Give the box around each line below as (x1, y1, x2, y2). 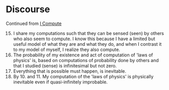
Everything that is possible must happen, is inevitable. (13, 68, 127, 74)
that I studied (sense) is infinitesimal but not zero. (13, 63, 117, 69)
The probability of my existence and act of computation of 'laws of (13, 52, 153, 58)
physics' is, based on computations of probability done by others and (13, 57, 159, 63)
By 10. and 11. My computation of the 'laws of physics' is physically (13, 73, 154, 79)
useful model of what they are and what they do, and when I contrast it (13, 41, 162, 47)
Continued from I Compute (6, 20, 62, 26)
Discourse (6, 4, 50, 15)
